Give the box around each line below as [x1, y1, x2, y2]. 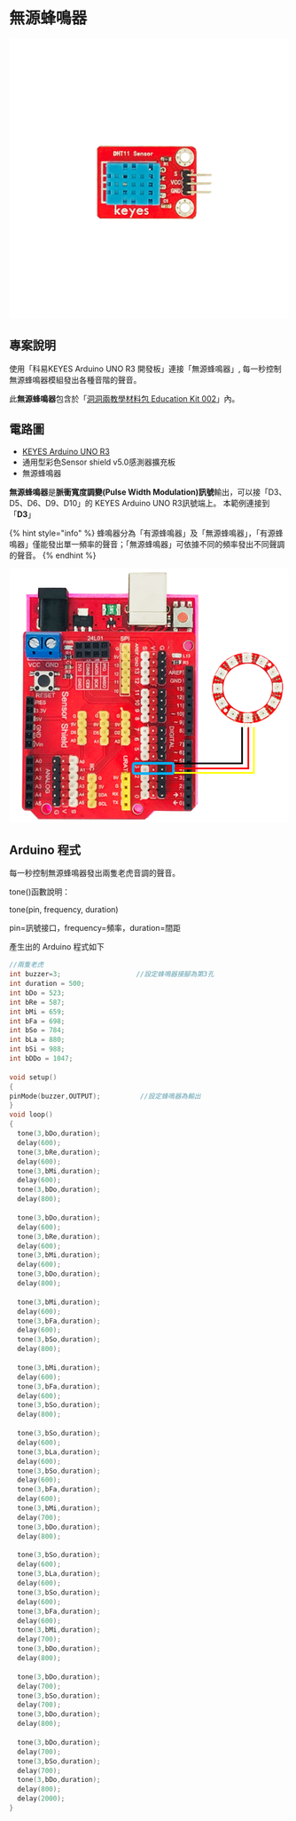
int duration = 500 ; [9, 979, 86, 989]
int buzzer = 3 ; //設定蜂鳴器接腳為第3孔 [9, 970, 214, 979]
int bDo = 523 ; [9, 988, 66, 998]
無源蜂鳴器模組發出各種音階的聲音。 [9, 374, 142, 385]
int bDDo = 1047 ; [9, 1054, 74, 1063]
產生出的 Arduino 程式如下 [9, 942, 105, 952]
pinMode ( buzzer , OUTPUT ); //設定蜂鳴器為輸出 [9, 1092, 201, 1101]
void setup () [9, 1072, 58, 1082]
